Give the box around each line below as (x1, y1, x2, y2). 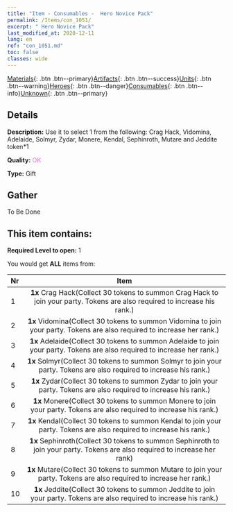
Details (7, 109, 38, 121)
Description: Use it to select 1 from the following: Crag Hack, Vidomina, (7, 128, 212, 136)
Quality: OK (7, 155, 42, 164)
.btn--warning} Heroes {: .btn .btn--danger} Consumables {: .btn (7, 81, 185, 90)
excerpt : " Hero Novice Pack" (7, 23, 95, 30)
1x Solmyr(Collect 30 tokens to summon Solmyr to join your (27, 357, 222, 366)
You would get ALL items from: (7, 259, 96, 268)
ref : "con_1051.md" (7, 42, 64, 49)
